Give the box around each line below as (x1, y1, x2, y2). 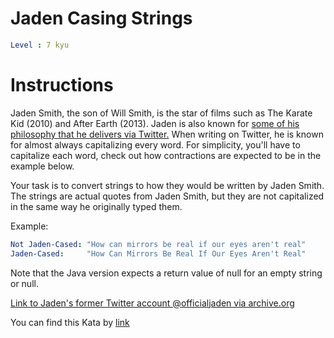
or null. (10, 277, 39, 289)
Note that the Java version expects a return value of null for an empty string (10, 267, 323, 279)
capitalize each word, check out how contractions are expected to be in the (10, 149, 322, 161)
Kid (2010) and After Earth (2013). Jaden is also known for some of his (10, 117, 300, 129)
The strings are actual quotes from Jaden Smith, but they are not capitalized (10, 190, 325, 202)
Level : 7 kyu (10, 40, 70, 50)
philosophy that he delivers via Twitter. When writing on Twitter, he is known (10, 128, 324, 140)
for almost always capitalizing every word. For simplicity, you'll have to (10, 138, 301, 151)
